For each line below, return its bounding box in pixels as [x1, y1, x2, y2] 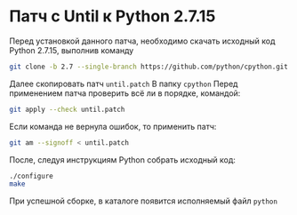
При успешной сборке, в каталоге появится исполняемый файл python [9, 195, 278, 206]
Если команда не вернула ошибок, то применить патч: [9, 121, 217, 131]
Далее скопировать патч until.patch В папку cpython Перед [9, 78, 238, 89]
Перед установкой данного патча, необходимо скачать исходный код [9, 36, 276, 46]
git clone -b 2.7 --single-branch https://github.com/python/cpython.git [9, 62, 289, 71]
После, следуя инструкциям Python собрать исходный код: [9, 154, 236, 165]
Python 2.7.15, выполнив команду [9, 44, 134, 55]
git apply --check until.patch [9, 105, 125, 114]
